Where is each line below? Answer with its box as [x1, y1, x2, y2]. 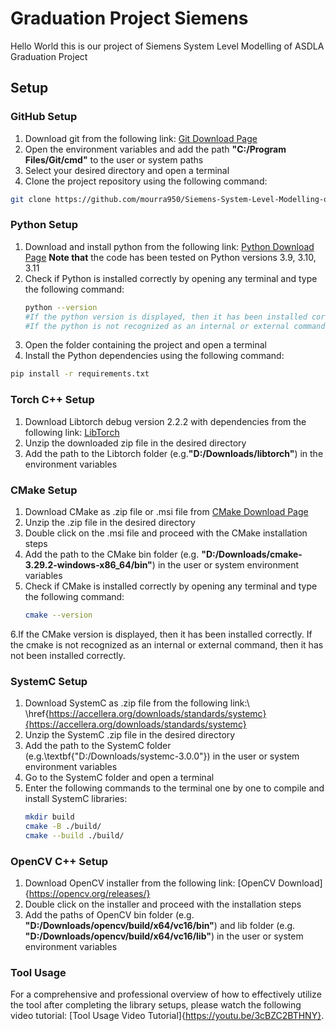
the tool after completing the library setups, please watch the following [10, 999, 302, 1011]
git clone [10, 194, 52, 204]
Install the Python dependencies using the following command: [24, 350, 285, 362]
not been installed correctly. [10, 649, 126, 661]
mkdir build [24, 812, 75, 822]
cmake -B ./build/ [24, 821, 102, 831]
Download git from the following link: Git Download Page [24, 132, 258, 144]
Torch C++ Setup [10, 393, 95, 407]
